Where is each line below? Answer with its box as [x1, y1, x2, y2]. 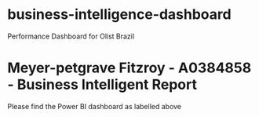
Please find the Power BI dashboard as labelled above [7, 101, 182, 111]
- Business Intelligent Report [7, 76, 198, 93]
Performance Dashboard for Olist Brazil [7, 31, 135, 41]
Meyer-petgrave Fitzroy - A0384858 [7, 59, 252, 77]
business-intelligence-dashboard [7, 5, 232, 24]
